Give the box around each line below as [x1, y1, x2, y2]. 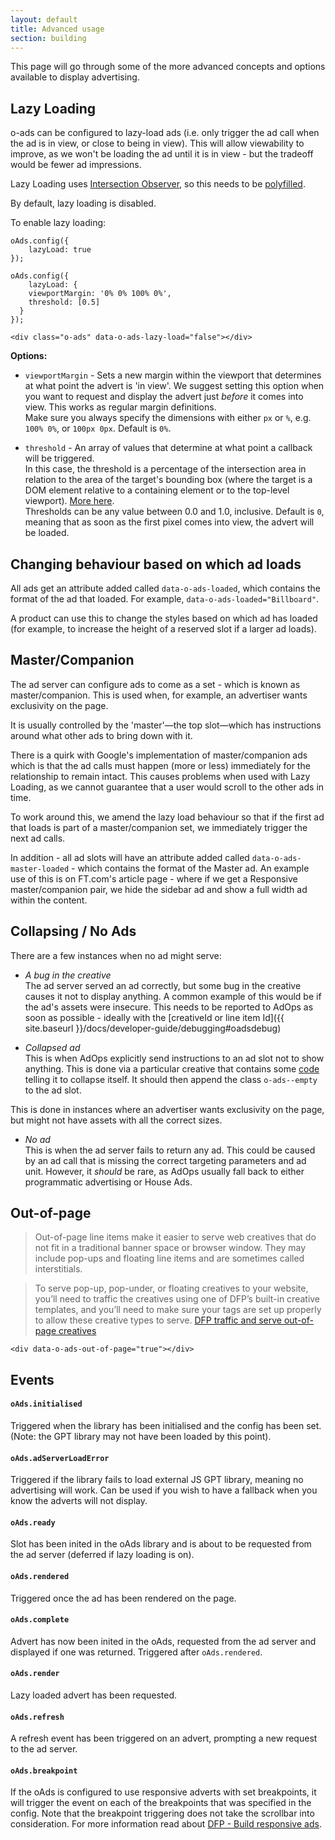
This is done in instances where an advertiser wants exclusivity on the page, [10, 1103, 325, 1115]
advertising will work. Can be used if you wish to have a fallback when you [10, 1484, 318, 1496]
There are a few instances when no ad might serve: [10, 949, 222, 961]
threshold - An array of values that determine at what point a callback [24, 442, 313, 454]
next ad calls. [10, 832, 66, 844]
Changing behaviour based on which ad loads [10, 556, 302, 573]
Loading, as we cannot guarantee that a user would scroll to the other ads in [10, 781, 325, 793]
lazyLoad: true [28, 245, 92, 255]
